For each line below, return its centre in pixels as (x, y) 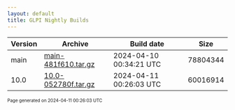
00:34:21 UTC (137, 64)
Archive (75, 44)
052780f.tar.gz (70, 84)
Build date (147, 44)
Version (24, 44)
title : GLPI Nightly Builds (48, 20)
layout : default (31, 14)
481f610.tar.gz (70, 64)
